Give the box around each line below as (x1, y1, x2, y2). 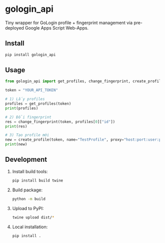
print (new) (5, 142, 27, 147)
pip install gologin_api (5, 52, 56, 57)
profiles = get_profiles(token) (5, 101, 71, 106)
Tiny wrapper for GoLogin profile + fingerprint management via (5, 20, 133, 26)
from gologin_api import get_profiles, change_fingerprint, (5, 79, 131, 84)
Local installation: (12, 224, 48, 230)
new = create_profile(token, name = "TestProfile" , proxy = (5, 137, 124, 142)
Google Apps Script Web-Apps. (25, 25, 89, 30)
